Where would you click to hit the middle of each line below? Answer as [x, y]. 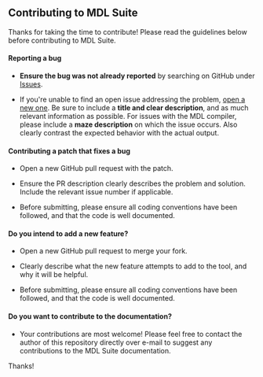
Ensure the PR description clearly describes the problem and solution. [132, 183]
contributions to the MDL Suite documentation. [95, 350]
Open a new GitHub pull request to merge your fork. [103, 251]
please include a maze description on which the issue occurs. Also [128, 124]
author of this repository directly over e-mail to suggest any [116, 342]
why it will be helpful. [54, 275]
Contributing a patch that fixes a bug [69, 151]
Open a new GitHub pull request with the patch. [97, 168]
